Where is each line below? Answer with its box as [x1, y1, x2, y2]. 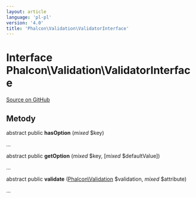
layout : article [6, 8, 46, 15]
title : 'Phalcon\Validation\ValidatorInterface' [6, 25, 129, 32]
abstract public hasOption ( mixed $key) [6, 129, 104, 136]
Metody [6, 113, 36, 123]
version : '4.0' [6, 20, 44, 26]
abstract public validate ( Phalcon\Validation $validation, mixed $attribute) [6, 175, 187, 182]
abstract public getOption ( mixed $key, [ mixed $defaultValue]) [6, 153, 160, 159]
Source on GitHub [6, 96, 51, 103]
